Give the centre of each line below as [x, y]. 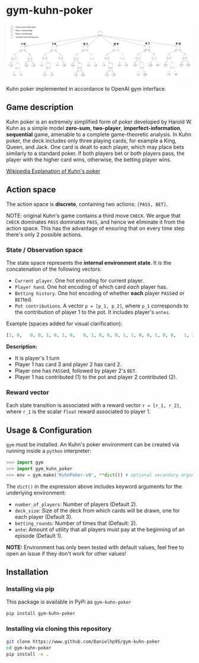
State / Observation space [44, 250]
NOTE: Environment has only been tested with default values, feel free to [95, 547]
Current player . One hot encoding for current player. [79, 280]
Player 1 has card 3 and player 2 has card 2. [68, 364]
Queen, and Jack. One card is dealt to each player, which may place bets [95, 147]
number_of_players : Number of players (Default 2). [76, 504]
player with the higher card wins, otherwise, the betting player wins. [89, 159]
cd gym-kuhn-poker [29, 648]
